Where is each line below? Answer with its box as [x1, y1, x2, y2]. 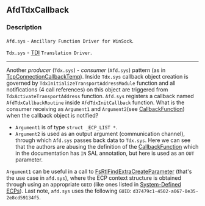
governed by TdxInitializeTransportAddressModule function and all [6, 79, 176, 87]
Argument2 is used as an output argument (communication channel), [15, 130, 185, 137]
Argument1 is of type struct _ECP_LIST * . [15, 123, 118, 130]
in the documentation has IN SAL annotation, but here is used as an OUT [15, 149, 195, 157]
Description [6, 23, 42, 32]
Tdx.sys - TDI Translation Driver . [6, 49, 93, 56]
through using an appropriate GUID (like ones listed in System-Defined [6, 180, 181, 188]
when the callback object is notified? [6, 112, 99, 119]
